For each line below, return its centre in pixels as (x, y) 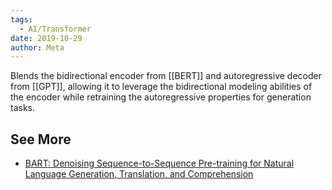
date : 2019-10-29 (46, 38)
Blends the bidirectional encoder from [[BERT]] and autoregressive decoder (166, 76)
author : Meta (37, 47)
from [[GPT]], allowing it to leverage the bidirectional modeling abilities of (161, 87)
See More (41, 139)
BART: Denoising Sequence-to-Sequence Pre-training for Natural (159, 163)
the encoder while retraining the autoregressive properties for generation (161, 97)
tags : (21, 19)
